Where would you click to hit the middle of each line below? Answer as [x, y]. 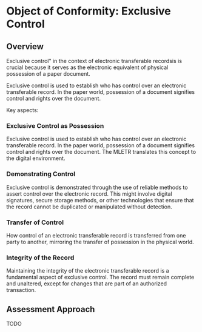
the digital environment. [36, 158]
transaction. [21, 290]
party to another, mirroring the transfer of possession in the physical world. [100, 242]
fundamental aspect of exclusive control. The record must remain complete [100, 277]
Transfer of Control [35, 222]
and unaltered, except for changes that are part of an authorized [87, 284]
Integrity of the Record [40, 257]
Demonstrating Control [41, 174]
